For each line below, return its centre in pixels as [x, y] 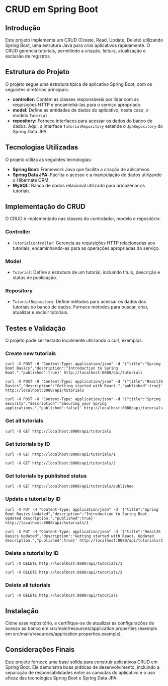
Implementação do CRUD [45, 207]
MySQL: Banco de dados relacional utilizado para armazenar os [79, 185]
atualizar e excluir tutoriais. [40, 312]
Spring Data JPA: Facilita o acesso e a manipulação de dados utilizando [87, 175]
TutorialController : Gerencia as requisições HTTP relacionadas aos [84, 243]
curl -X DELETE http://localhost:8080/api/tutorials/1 [64, 563]
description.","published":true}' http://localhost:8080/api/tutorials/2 [84, 540]
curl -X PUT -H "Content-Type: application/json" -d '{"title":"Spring [82, 509]
